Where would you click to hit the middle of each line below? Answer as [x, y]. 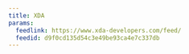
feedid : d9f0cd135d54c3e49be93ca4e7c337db [88, 38]
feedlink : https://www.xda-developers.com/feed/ [99, 30]
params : [21, 23]
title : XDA [27, 15]
